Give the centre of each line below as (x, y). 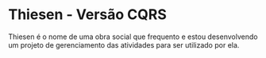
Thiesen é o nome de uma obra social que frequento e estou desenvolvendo (133, 37)
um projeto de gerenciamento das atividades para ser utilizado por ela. (124, 44)
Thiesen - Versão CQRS (87, 15)
